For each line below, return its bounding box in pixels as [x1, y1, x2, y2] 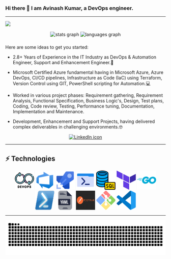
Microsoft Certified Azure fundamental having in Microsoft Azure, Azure [12, 69, 164, 75]
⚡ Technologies [5, 154, 55, 163]
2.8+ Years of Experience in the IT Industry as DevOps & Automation [12, 54, 157, 60]
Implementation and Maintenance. [12, 109, 84, 115]
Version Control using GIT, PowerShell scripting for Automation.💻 [12, 81, 151, 87]
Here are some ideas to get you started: [5, 44, 89, 50]
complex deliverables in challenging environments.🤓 [12, 124, 123, 130]
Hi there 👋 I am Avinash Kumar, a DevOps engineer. [5, 5, 134, 12]
